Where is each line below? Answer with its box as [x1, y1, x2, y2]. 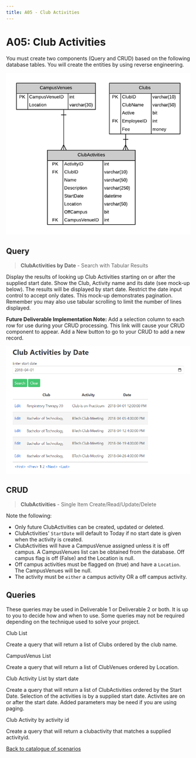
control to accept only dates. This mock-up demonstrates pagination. [6, 291, 173, 299]
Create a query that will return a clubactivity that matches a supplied [6, 728, 171, 735]
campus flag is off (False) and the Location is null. [14, 554, 135, 561]
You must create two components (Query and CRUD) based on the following [6, 54, 190, 61]
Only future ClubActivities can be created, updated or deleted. [14, 523, 165, 530]
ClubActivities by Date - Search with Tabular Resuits [20, 262, 149, 269]
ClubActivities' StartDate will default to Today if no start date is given [14, 530, 181, 537]
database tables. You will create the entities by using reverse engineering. [6, 61, 184, 68]
